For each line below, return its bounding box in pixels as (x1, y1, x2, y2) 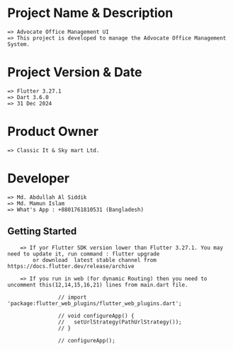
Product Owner (7, 124, 99, 139)
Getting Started (7, 225, 77, 238)
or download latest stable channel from (33, 256, 157, 263)
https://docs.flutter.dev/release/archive (7, 263, 135, 270)
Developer (7, 171, 69, 186)
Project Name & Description (7, 5, 174, 21)
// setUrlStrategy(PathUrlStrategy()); (57, 318, 182, 326)
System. (7, 40, 30, 47)
